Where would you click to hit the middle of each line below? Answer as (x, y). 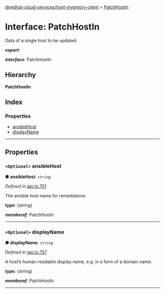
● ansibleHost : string (28, 177)
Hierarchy (21, 75)
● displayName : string (29, 243)
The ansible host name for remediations (45, 196)
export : (13, 50)
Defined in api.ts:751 (26, 186)
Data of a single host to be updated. (41, 40)
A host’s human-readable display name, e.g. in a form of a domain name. (79, 262)
